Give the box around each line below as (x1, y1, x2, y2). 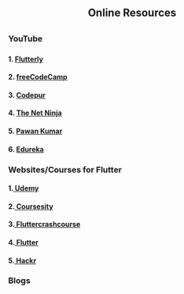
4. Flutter (8, 237, 39, 247)
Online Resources (87, 6, 177, 20)
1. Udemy (8, 184, 39, 193)
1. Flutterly (8, 54, 43, 64)
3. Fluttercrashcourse (8, 220, 81, 229)
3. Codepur (8, 90, 46, 99)
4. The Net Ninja (8, 108, 62, 117)
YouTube (8, 33, 43, 44)
